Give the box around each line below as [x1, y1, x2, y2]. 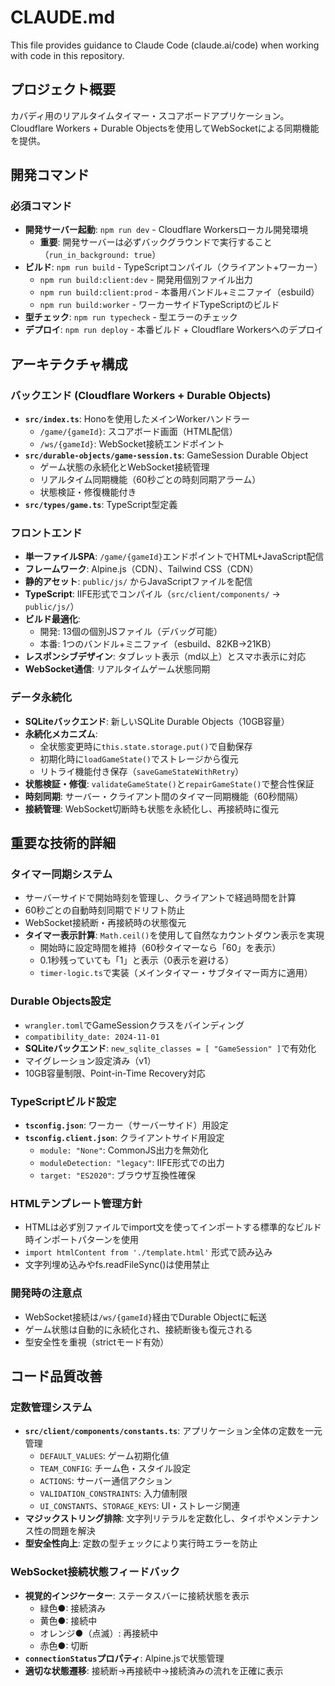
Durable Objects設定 [10, 994, 112, 1008]
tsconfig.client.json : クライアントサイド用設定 [24, 1132, 225, 1143]
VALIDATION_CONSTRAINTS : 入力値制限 [39, 1487, 188, 1500]
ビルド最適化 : [24, 613, 81, 625]
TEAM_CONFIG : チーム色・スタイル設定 [39, 1462, 191, 1475]
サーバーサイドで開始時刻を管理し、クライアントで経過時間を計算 [24, 892, 297, 904]
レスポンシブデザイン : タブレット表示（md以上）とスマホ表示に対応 [24, 651, 307, 663]
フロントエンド [10, 526, 83, 540]
